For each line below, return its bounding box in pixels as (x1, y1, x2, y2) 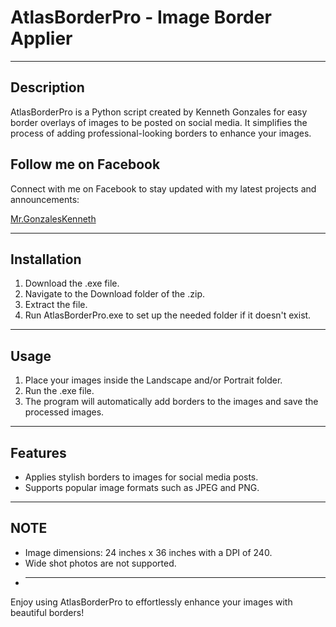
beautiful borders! (10, 606, 85, 618)
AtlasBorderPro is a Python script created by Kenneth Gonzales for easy (10, 106, 308, 118)
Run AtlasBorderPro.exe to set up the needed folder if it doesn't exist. (24, 309, 312, 321)
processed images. (24, 406, 105, 418)
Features (10, 444, 67, 461)
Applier (10, 27, 73, 50)
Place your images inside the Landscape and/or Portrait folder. (24, 374, 283, 386)
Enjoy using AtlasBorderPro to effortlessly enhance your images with (10, 596, 293, 608)
